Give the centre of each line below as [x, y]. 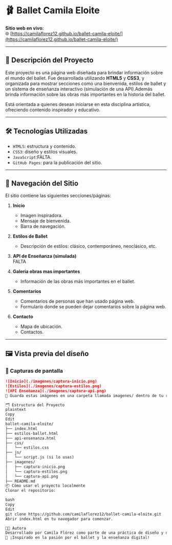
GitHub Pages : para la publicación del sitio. [57, 162]
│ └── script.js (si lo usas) [40, 457]
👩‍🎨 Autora [16, 528]
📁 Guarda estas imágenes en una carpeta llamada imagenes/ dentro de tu [84, 395]
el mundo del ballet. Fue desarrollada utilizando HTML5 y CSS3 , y [75, 78]
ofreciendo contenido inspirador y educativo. [53, 110]
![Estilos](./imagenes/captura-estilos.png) [53, 386]
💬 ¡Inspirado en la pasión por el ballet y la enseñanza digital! [78, 538]
